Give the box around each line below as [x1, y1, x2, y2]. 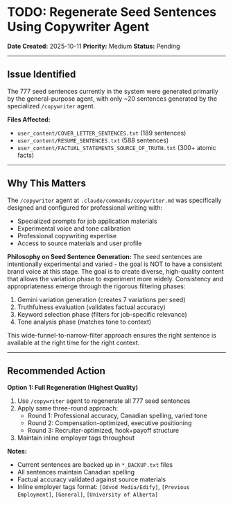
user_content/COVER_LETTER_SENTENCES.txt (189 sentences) [17, 129, 187, 137]
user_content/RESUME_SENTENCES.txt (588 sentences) [17, 136, 169, 144]
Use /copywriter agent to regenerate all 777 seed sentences [17, 397, 191, 405]
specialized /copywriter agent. [7, 101, 96, 110]
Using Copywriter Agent [7, 19, 150, 35]
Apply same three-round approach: [17, 404, 119, 413]
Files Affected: [7, 115, 51, 124]
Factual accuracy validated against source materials [17, 475, 166, 483]
